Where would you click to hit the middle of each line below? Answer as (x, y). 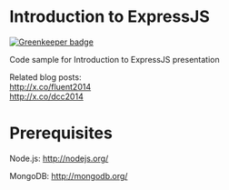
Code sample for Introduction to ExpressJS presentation (114, 59)
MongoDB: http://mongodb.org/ (69, 175)
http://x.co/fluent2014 (50, 86)
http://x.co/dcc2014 (46, 96)
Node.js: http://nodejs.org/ (59, 158)
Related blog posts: (45, 77)
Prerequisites (61, 133)
